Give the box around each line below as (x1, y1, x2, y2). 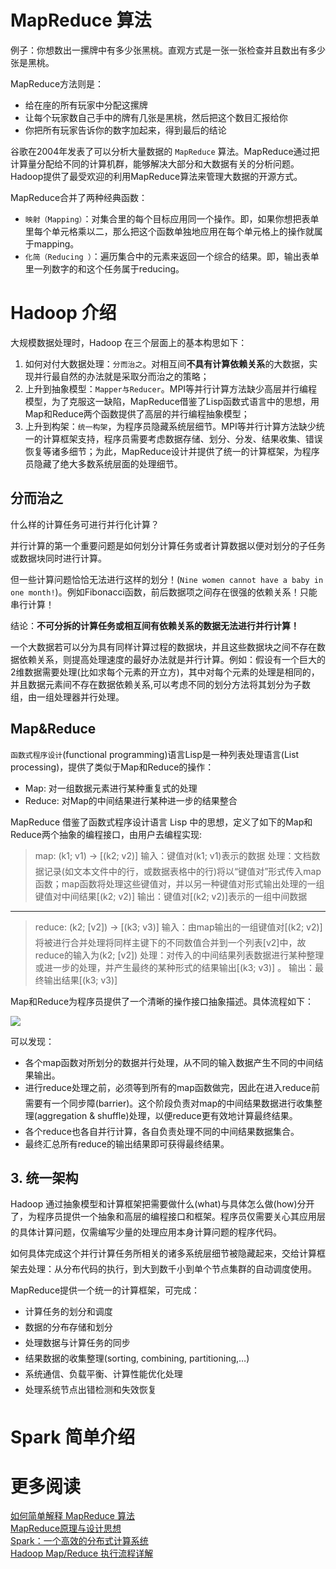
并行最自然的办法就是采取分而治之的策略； (33, 370, 210, 382)
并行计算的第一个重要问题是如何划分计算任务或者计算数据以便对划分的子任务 (10, 539, 326, 551)
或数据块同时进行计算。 (10, 552, 107, 564)
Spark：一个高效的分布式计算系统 (10, 1535, 149, 1547)
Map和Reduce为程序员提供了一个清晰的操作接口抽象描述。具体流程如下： (10, 995, 315, 1007)
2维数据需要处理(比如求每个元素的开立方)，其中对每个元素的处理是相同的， (10, 666, 320, 678)
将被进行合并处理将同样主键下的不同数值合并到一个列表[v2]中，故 (34, 936, 307, 948)
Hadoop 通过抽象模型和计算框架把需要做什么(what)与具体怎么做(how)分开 (10, 1198, 315, 1210)
